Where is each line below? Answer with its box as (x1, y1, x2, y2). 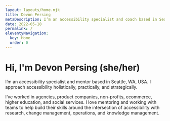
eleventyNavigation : (5, 31, 49, 36)
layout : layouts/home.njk (5, 7, 60, 13)
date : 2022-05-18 (5, 21, 42, 27)
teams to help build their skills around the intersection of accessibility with (5, 104, 160, 110)
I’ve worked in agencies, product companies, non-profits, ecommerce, (5, 94, 152, 100)
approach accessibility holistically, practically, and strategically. (5, 84, 138, 90)
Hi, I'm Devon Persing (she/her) (5, 62, 140, 73)
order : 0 (10, 40, 28, 45)
